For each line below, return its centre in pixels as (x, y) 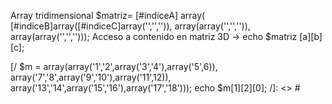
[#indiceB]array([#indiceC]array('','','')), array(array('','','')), (130, 26)
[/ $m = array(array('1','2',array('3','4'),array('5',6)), (114, 66)
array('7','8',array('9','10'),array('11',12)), (91, 77)
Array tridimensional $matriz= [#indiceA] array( (108, 15)
